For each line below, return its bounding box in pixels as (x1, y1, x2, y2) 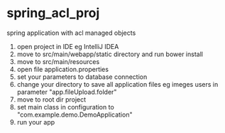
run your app (16, 117, 55, 126)
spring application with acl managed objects (6, 28, 136, 37)
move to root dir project (16, 95, 87, 104)
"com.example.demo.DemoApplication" (16, 110, 133, 119)
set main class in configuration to (16, 102, 114, 111)
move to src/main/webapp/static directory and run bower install (16, 50, 204, 58)
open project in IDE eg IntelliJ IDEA (16, 42, 119, 50)
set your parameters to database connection (16, 73, 148, 81)
